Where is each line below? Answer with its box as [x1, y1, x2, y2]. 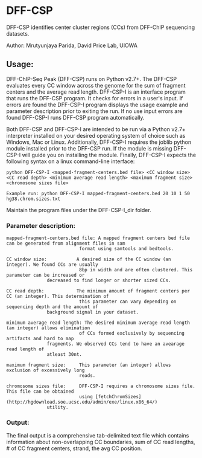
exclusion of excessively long [6, 367, 85, 373]
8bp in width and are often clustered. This [79, 267, 193, 273]
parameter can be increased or [6, 273, 85, 279]
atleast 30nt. [46, 352, 83, 358]
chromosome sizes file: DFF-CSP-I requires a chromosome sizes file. [6, 383, 196, 390]
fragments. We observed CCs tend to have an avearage [46, 341, 185, 347]
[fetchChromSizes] [95, 394, 142, 400]
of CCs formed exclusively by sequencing [79, 331, 185, 337]
